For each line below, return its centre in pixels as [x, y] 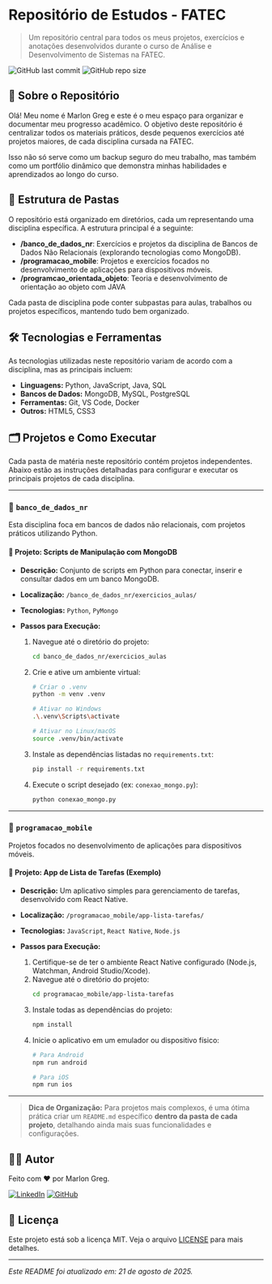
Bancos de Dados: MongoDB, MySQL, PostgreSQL [105, 394]
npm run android [59, 1063]
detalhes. [24, 1247]
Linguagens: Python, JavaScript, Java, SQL [93, 385]
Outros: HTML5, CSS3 [57, 411]
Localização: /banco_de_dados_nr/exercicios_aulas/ [108, 595]
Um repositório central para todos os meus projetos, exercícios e [136, 37]
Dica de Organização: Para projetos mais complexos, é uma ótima [139, 1108]
